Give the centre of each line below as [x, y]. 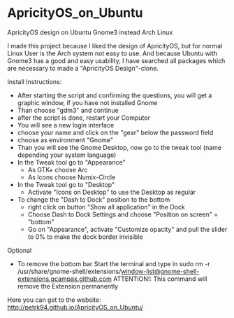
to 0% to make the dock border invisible [85, 237]
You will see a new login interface [66, 125]
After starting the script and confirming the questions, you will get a [115, 95]
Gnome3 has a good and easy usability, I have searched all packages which [116, 60]
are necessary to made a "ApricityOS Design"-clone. [83, 68]
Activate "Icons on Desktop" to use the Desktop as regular [112, 192]
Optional [20, 250]
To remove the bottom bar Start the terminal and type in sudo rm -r [114, 263]
